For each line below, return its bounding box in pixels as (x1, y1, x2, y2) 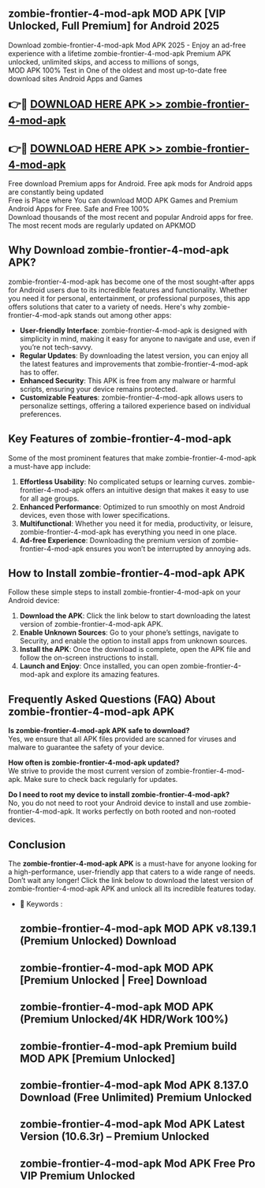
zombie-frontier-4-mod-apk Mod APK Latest (19, 1118, 245, 1131)
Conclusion (8, 838, 66, 851)
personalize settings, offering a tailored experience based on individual (19, 400, 251, 410)
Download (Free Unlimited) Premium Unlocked (19, 1091, 252, 1104)
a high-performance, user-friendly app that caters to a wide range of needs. (8, 867, 256, 877)
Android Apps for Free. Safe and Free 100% (8, 204, 150, 214)
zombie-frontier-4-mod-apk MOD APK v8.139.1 (19, 922, 256, 936)
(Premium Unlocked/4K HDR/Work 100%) (19, 1013, 229, 1026)
